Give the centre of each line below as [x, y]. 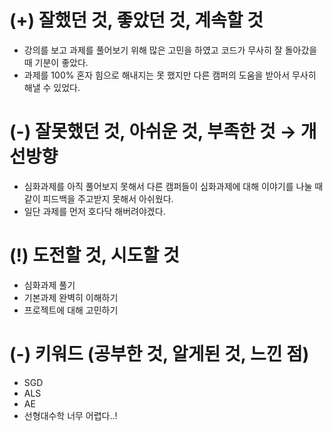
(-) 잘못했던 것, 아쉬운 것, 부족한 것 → [153, 132]
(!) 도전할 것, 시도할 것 [94, 255]
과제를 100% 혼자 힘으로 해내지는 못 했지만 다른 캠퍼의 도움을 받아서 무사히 [170, 75]
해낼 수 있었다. [52, 87]
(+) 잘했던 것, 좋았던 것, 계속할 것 [136, 20]
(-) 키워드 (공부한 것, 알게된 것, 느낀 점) [159, 354]
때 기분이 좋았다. [56, 62]
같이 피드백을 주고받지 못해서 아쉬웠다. [98, 198]
